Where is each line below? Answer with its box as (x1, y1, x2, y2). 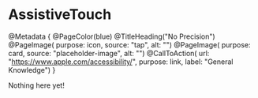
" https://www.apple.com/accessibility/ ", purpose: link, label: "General (8, 57, 234, 66)
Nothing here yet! (8, 81, 65, 90)
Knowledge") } (8, 65, 56, 74)
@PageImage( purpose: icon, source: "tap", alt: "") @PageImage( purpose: (8, 40, 251, 49)
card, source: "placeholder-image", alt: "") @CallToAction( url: (8, 48, 210, 58)
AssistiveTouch (8, 6, 112, 24)
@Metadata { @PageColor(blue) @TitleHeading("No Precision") (8, 32, 215, 41)
